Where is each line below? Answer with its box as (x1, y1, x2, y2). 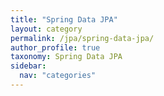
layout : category (10, 24, 83, 34)
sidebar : (10, 61, 47, 71)
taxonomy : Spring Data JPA (10, 52, 123, 62)
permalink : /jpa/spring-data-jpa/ (10, 33, 155, 43)
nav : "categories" (19, 71, 97, 81)
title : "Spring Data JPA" (10, 14, 118, 25)
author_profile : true (10, 42, 101, 53)
